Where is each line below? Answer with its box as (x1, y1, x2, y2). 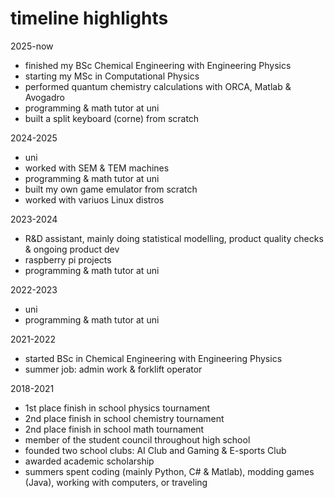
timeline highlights (10, 7, 169, 30)
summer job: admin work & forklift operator (24, 363, 203, 375)
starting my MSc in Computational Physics (24, 70, 200, 82)
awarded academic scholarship (24, 455, 155, 467)
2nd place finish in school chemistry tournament (24, 412, 225, 424)
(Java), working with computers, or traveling (24, 476, 208, 488)
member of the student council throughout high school (24, 433, 251, 446)
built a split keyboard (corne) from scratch (24, 112, 200, 124)
